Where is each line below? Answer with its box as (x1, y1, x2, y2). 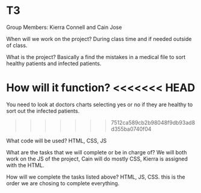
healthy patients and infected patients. (6, 60, 102, 67)
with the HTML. (6, 161, 45, 169)
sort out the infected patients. (6, 107, 80, 115)
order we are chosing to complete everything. (6, 179, 120, 187)
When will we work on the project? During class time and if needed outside (6, 35, 192, 42)
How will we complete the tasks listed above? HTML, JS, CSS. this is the (6, 173, 185, 180)
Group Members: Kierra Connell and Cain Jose (6, 24, 122, 31)
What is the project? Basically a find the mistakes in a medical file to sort (6, 53, 186, 60)
